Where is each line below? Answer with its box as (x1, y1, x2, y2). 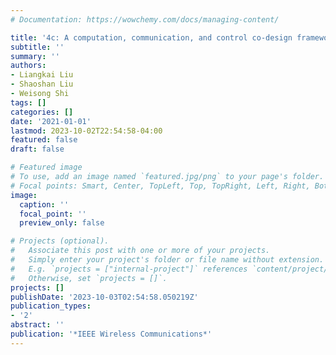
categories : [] (10, 107, 74, 117)
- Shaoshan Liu (10, 79, 74, 90)
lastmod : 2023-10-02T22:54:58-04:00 (10, 126, 163, 136)
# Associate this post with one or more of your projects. (10, 246, 271, 256)
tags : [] (10, 97, 47, 108)
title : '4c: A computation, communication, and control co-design (10, 32, 293, 43)
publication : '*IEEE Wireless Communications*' (10, 329, 213, 339)
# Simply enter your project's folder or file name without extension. (10, 255, 325, 265)
